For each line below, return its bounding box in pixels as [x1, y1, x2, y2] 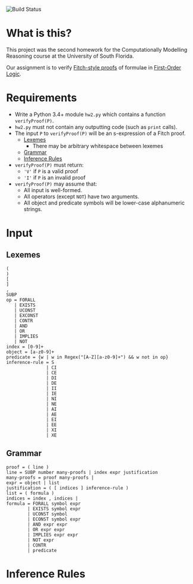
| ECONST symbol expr [27, 516, 81, 522]
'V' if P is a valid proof [23, 167, 78, 175]
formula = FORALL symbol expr [6, 500, 81, 507]
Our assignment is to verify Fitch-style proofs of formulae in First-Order [6, 64, 181, 71]
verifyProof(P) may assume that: [14, 180, 97, 187]
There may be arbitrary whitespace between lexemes [32, 142, 163, 149]
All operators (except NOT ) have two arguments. [23, 193, 140, 200]
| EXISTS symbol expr [27, 505, 81, 511]
